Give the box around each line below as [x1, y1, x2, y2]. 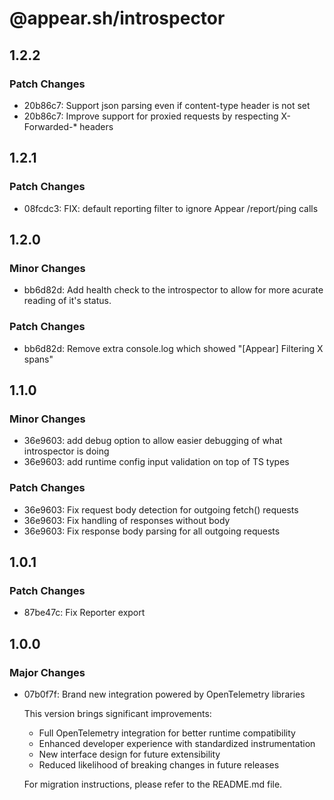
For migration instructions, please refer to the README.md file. [23, 778, 283, 790]
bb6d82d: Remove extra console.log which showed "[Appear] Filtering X [23, 342, 324, 354]
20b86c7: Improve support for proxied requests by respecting [23, 110, 279, 122]
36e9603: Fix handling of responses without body [23, 514, 231, 526]
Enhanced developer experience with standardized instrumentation [38, 737, 316, 749]
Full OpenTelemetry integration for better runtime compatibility [38, 727, 296, 739]
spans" [23, 353, 54, 365]
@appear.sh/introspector [9, 7, 226, 30]
